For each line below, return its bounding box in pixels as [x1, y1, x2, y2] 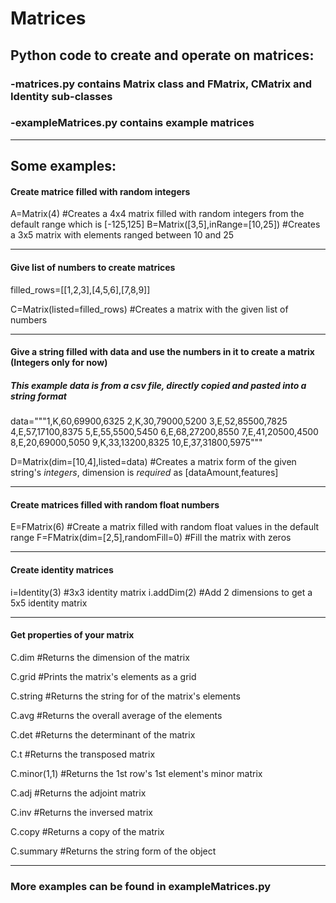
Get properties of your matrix [10, 629, 135, 641]
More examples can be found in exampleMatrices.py [10, 879, 272, 893]
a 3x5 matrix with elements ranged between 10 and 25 [10, 229, 235, 241]
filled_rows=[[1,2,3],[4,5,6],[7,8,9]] [10, 283, 151, 296]
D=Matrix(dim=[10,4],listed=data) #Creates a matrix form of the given [10, 456, 297, 468]
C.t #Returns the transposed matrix [10, 748, 156, 760]
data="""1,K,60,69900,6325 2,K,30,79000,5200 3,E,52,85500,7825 [10, 415, 288, 427]
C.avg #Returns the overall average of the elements [10, 709, 223, 721]
